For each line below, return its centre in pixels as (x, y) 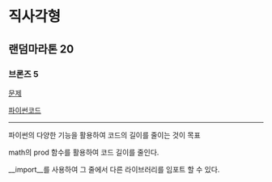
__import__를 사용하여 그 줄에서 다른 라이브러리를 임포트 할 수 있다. (114, 169)
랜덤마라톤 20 (41, 49)
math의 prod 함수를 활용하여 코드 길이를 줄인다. (84, 152)
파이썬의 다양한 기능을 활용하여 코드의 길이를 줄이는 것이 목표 (104, 135)
